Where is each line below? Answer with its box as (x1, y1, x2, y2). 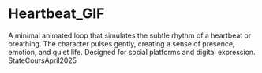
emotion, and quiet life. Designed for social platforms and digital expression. (8, 47, 256, 57)
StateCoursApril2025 (8, 56, 77, 65)
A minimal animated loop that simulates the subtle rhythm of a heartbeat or (8, 31, 252, 40)
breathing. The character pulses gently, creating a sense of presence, (8, 38, 235, 48)
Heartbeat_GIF (8, 5, 105, 23)
